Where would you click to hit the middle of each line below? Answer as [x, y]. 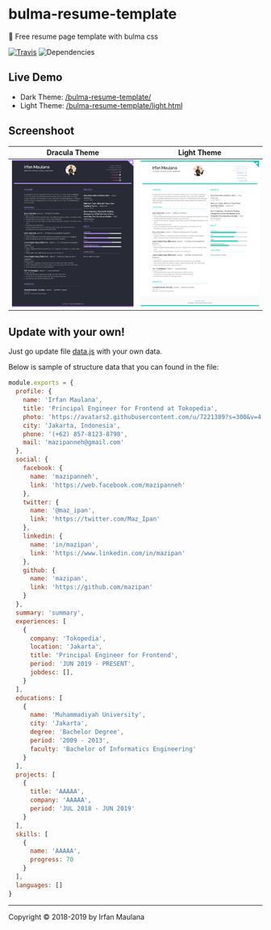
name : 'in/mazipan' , [64, 545]
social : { [32, 460]
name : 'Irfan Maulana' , [63, 400]
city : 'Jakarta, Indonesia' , [72, 425]
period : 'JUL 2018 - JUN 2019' [82, 809]
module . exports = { [41, 383]
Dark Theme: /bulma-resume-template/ [85, 97]
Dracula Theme [73, 153]
